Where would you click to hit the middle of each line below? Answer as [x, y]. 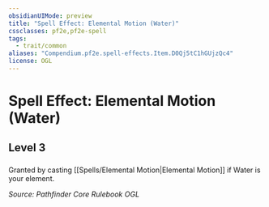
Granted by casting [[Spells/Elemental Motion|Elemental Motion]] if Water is [134, 170]
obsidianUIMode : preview [50, 16]
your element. [32, 179]
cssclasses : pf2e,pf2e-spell [58, 31]
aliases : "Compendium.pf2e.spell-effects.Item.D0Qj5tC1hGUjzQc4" [121, 53]
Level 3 [27, 148]
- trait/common [41, 46]
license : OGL [30, 61]
